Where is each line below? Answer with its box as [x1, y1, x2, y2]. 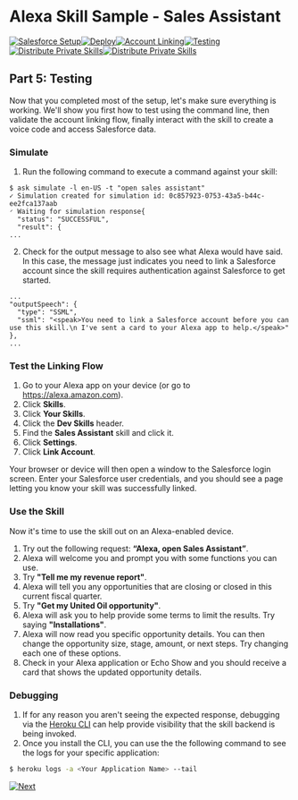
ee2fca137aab [9, 200, 58, 209]
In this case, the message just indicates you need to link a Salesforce [21, 256, 277, 267]
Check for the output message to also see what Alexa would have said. [21, 246, 284, 257]
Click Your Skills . [21, 409, 87, 420]
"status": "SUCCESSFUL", [17, 215, 110, 225]
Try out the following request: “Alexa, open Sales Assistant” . [21, 543, 249, 554]
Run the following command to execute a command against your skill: [21, 166, 278, 177]
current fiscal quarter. [21, 591, 103, 601]
